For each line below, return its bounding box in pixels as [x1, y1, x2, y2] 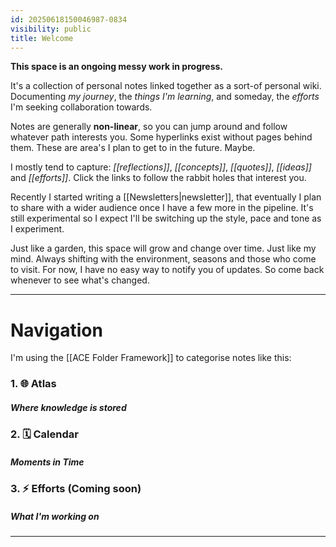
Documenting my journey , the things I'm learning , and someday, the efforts [10, 91, 320, 103]
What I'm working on [10, 510, 100, 522]
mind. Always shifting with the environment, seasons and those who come [10, 253, 317, 265]
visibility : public [10, 24, 92, 34]
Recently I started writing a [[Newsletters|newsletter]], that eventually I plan [10, 191, 322, 203]
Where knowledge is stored [10, 401, 127, 413]
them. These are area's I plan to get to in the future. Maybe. [10, 142, 256, 154]
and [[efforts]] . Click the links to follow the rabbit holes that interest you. [10, 172, 307, 184]
